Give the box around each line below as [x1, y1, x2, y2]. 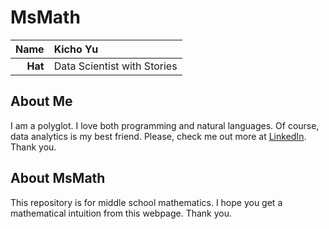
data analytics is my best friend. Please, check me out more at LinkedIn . [10, 130, 307, 142]
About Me [10, 93, 73, 110]
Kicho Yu [53, 42, 99, 56]
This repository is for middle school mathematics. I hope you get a [10, 196, 283, 208]
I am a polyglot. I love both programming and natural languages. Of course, [10, 119, 320, 131]
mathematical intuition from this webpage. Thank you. [10, 207, 233, 219]
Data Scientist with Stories [53, 59, 178, 73]
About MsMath [10, 170, 106, 187]
